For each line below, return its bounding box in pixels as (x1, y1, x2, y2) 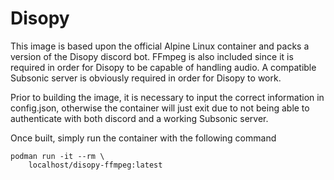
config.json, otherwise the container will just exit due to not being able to (10, 102, 310, 114)
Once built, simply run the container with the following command (10, 132, 277, 144)
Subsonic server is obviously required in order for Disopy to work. (10, 72, 282, 84)
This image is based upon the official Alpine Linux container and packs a (10, 40, 310, 52)
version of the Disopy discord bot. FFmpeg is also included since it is (10, 50, 294, 62)
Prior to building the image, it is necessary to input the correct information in (10, 91, 325, 103)
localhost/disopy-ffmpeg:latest (28, 160, 163, 170)
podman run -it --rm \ (10, 151, 105, 161)
